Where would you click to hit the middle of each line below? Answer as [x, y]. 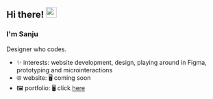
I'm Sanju [22, 34]
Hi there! [25, 15]
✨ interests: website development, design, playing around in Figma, [111, 62]
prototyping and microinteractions [64, 70]
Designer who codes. [36, 49]
